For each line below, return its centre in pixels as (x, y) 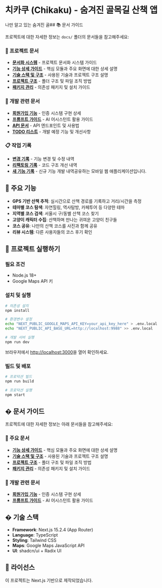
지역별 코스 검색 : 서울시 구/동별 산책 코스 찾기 (55, 213)
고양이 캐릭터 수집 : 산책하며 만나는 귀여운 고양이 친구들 (65, 219)
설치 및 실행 (18, 295)
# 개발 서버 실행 (20, 337)
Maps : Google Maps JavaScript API (48, 545)
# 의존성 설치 (17, 306)
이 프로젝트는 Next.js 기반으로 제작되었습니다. (49, 580)
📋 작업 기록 (18, 145)
